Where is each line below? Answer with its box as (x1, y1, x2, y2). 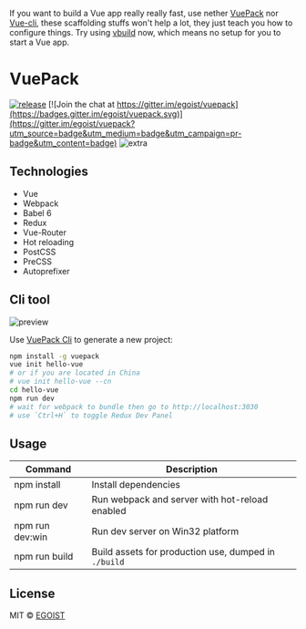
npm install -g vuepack (9, 351, 100, 361)
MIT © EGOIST (9, 610, 66, 621)
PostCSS (22, 246, 56, 257)
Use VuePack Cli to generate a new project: (9, 334, 173, 345)
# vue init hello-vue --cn (9, 377, 112, 387)
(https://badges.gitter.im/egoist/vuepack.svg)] (9, 108, 184, 119)
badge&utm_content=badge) (9, 137, 117, 149)
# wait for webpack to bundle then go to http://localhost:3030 (9, 402, 259, 411)
